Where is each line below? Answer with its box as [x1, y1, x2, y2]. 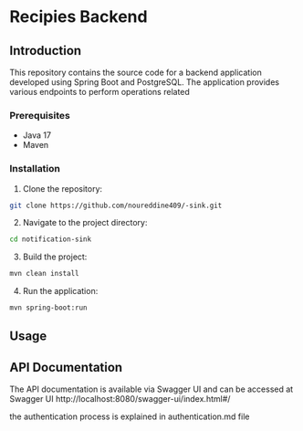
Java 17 [22, 130, 52, 141]
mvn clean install [9, 269, 79, 279]
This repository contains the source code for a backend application [9, 67, 262, 78]
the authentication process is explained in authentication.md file [9, 411, 250, 422]
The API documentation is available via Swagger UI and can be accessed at [9, 384, 294, 394]
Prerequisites [9, 109, 70, 121]
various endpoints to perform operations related [9, 87, 190, 97]
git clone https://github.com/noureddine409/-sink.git [9, 201, 223, 210]
